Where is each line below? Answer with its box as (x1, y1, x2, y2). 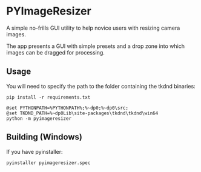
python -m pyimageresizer (6, 115, 71, 122)
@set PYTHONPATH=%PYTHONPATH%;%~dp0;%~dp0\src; (6, 105, 129, 111)
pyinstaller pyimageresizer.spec (6, 159, 91, 166)
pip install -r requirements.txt (6, 94, 91, 101)
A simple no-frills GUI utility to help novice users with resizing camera (6, 24, 180, 31)
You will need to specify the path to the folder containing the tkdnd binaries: (6, 82, 196, 90)
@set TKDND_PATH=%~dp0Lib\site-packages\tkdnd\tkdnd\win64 (6, 110, 159, 116)
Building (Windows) (6, 132, 83, 142)
